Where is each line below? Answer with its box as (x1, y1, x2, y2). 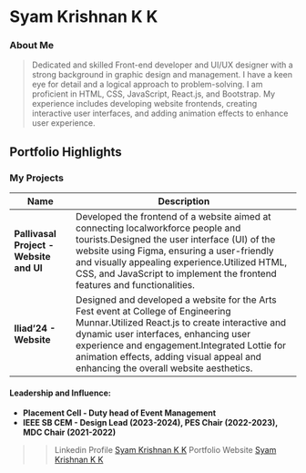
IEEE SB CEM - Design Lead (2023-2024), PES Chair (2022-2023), (22, 417, 278, 428)
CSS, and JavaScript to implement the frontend (76, 267, 278, 280)
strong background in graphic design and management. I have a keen (31, 69, 293, 80)
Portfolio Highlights (9, 144, 123, 159)
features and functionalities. (76, 279, 196, 292)
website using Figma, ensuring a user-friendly (76, 244, 275, 257)
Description (158, 195, 210, 208)
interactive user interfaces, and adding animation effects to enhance (31, 108, 289, 119)
